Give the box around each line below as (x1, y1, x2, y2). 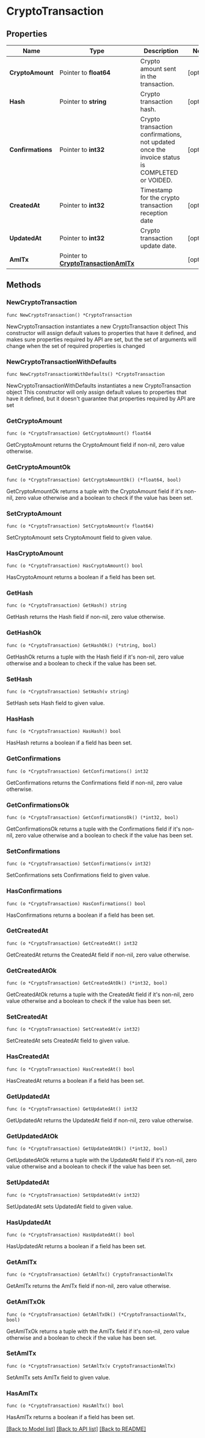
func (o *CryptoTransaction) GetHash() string (6, 602, 127, 609)
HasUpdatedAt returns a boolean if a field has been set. (6, 1242, 146, 1249)
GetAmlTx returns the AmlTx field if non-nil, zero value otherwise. (6, 1282, 171, 1290)
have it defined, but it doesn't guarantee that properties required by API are (6, 395, 195, 402)
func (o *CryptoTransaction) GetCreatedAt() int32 (6, 940, 138, 947)
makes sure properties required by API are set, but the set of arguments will (6, 336, 196, 343)
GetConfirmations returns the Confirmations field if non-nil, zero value (6, 779, 183, 786)
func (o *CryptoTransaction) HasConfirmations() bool (6, 900, 146, 907)
